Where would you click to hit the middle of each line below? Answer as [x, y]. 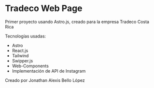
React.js [20, 50]
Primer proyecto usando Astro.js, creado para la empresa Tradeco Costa [77, 22]
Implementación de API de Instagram [49, 71]
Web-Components [30, 66]
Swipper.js [22, 61]
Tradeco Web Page [44, 8]
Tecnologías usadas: [26, 36]
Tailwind [20, 55]
